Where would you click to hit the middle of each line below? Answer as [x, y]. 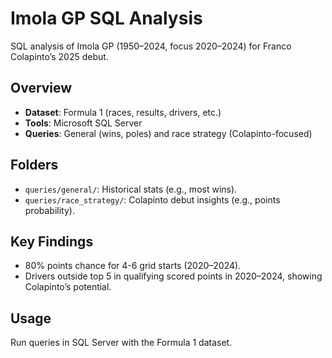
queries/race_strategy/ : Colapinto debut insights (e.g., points [152, 199]
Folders [34, 165]
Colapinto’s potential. [68, 287]
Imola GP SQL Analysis [106, 18]
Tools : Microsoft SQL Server [83, 123]
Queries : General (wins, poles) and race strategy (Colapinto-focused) [168, 133]
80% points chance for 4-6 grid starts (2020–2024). [133, 266]
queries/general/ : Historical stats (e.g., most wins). [131, 189]
